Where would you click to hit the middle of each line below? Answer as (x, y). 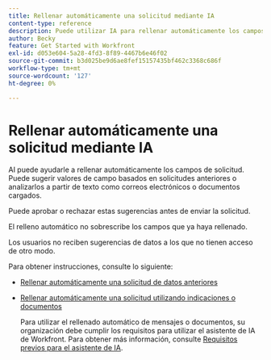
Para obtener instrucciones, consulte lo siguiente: (91, 266)
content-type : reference (50, 23)
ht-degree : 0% (32, 83)
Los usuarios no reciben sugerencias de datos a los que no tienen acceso (131, 242)
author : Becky (32, 38)
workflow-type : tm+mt (45, 69)
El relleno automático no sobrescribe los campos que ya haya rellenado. (128, 227)
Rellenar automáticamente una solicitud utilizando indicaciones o (128, 298)
